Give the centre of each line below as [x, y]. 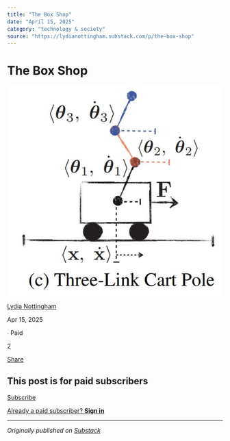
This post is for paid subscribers [78, 381]
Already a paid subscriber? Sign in [56, 411]
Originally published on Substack [54, 431]
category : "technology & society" [56, 29]
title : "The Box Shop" [39, 14]
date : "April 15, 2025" [41, 22]
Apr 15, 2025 [25, 320]
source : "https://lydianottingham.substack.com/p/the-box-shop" [101, 36]
